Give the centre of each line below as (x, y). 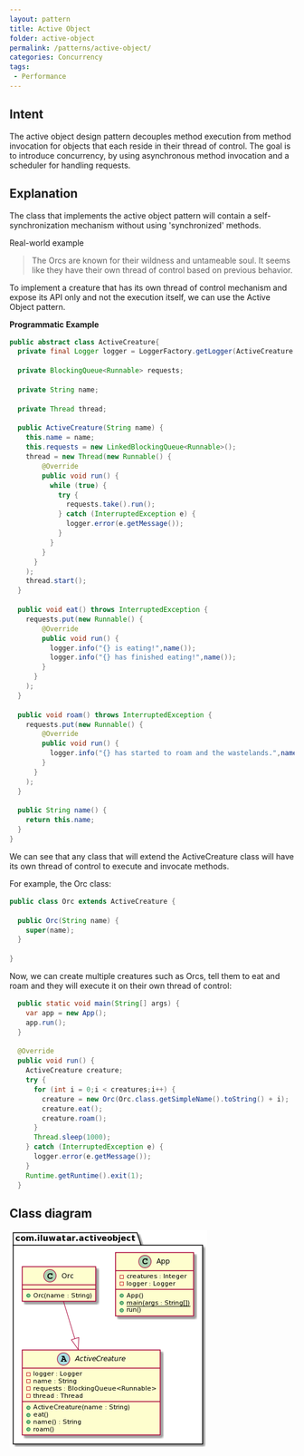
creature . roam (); (74, 1118)
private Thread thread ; (62, 409)
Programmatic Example (54, 324)
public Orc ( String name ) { (68, 920)
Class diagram (51, 1213)
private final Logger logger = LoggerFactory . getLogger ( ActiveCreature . (157, 352)
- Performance (40, 77)
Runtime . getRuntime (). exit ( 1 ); (85, 1175)
